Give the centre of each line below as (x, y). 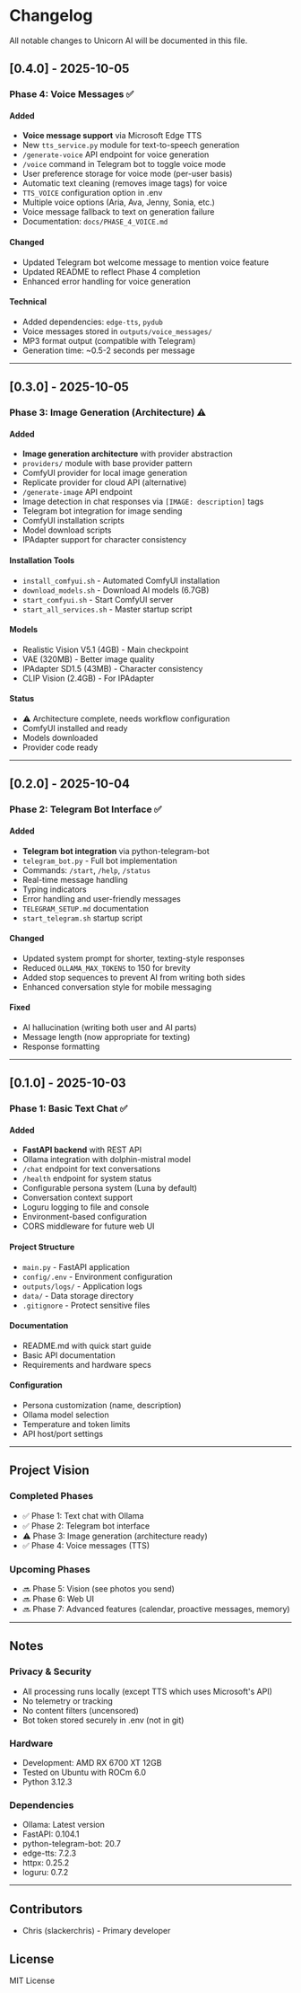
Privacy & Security (51, 1671)
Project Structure (42, 1247)
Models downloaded (60, 737)
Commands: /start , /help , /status (86, 870)
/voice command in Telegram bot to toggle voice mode (124, 164)
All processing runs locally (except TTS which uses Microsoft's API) (147, 1691)
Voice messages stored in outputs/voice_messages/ (117, 331)
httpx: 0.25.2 (46, 1863)
